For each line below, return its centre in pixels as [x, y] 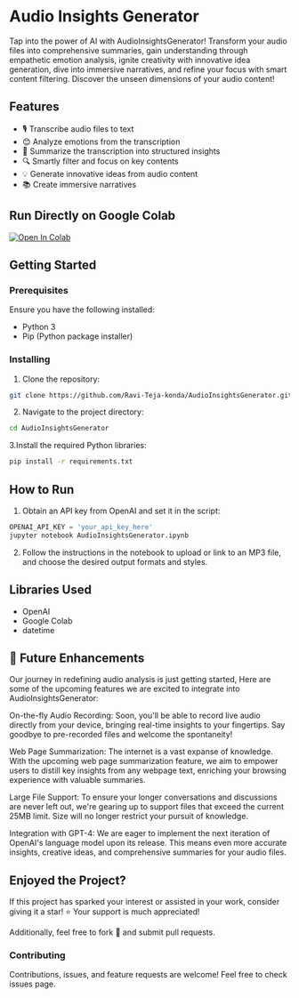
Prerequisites [39, 290]
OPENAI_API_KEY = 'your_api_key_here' [81, 527]
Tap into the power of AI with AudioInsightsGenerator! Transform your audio [148, 41]
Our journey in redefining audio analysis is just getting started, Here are [140, 680]
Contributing [37, 955]
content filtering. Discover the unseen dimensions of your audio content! [142, 78]
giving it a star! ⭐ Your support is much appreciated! [105, 912]
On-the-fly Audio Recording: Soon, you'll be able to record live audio [135, 716]
